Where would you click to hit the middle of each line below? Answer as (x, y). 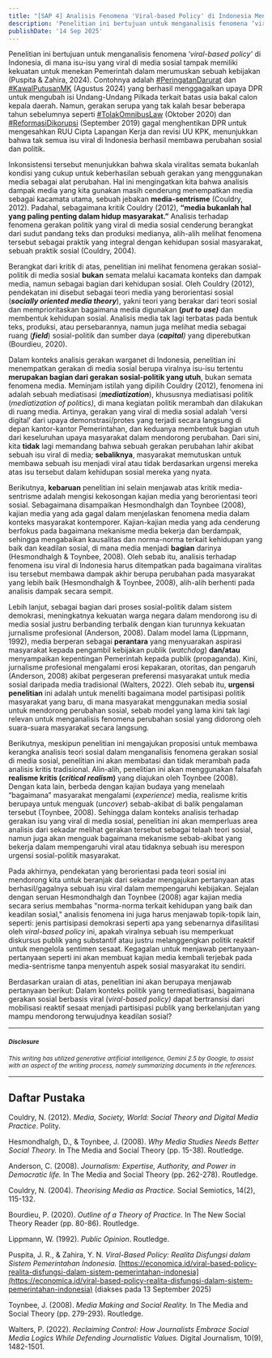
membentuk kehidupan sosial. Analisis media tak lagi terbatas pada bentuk (133, 318)
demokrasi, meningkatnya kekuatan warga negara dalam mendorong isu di (133, 616)
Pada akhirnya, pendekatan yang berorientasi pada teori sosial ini (117, 871)
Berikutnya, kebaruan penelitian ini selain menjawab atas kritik (113, 488)
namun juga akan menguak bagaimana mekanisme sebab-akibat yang (125, 839)
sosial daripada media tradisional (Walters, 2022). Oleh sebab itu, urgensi (132, 685)
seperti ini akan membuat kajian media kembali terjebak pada (150, 958)
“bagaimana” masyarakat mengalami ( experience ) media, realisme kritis (128, 795)
